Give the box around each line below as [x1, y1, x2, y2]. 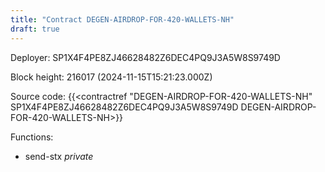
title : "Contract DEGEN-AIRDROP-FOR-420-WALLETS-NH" [10, 14, 235, 25]
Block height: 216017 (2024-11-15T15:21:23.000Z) [10, 71, 213, 83]
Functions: [10, 131, 54, 143]
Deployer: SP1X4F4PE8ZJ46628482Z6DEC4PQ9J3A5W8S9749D [10, 51, 281, 63]
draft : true [10, 24, 60, 34]
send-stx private [24, 150, 94, 162]
